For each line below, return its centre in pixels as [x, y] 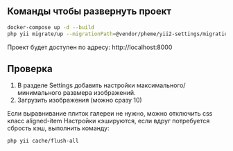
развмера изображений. [100, 93]
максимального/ [161, 85]
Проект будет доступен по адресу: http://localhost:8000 [90, 47]
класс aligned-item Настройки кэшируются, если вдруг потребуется [109, 121]
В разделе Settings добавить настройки [76, 85]
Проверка [30, 69]
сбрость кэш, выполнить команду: [58, 128]
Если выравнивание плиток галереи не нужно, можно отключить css [110, 114]
